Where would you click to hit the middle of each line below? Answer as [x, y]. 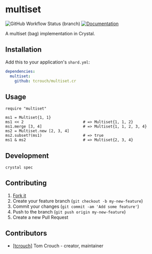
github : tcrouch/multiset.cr [45, 81]
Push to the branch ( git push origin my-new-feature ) [69, 211]
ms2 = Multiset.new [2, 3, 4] [37, 131]
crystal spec [19, 167]
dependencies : [20, 71]
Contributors [26, 233]
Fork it [19, 195]
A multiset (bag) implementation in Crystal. [50, 33]
